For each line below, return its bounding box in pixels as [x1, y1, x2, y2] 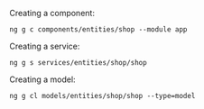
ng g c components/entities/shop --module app [9, 25, 188, 34]
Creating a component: [9, 8, 95, 18]
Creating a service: [9, 41, 80, 51]
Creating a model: [9, 74, 76, 85]
